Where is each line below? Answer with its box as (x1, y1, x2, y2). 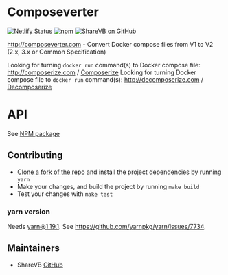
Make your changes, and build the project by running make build (16, 182, 200, 190)
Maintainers (7, 242, 60, 254)
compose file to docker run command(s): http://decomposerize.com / (7, 75, 204, 83)
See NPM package (7, 129, 60, 137)
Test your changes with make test (16, 190, 113, 198)
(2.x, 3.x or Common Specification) (7, 47, 106, 56)
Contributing (7, 149, 63, 162)
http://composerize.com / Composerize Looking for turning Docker (7, 68, 197, 76)
